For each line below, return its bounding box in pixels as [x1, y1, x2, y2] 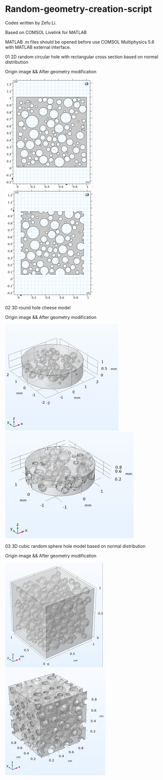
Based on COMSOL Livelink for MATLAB [5, 29, 87, 35]
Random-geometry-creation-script [5, 3, 152, 15]
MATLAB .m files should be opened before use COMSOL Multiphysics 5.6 [5, 39, 155, 45]
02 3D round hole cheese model [5, 304, 71, 310]
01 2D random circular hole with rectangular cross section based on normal [5, 53, 159, 60]
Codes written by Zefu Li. [5, 20, 57, 26]
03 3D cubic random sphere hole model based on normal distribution [5, 543, 146, 549]
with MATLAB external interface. [5, 44, 71, 50]
